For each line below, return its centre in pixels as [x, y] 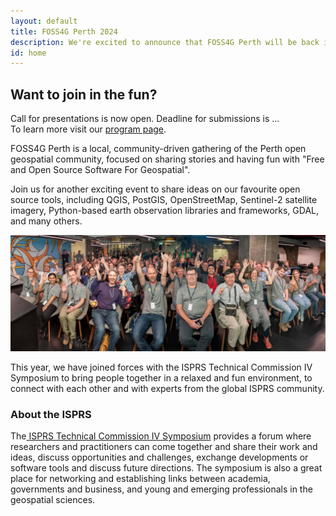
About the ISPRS [51, 415]
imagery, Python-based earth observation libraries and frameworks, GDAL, [164, 211]
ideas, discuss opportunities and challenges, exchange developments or [159, 457]
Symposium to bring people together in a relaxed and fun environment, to [161, 378]
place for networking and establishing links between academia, [140, 479]
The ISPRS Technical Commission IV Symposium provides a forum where [161, 436]
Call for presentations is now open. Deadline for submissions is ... [145, 119]
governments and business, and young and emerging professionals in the [161, 489]
